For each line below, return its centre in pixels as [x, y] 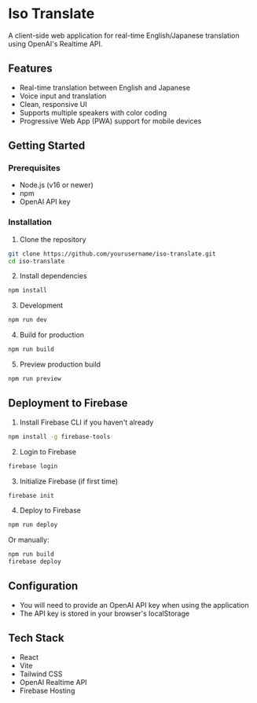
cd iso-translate [37, 261]
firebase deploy [35, 562]
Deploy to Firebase [50, 510]
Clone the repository [53, 239]
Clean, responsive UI [53, 104]
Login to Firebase [48, 451]
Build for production [52, 335]
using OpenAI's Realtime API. [55, 43]
